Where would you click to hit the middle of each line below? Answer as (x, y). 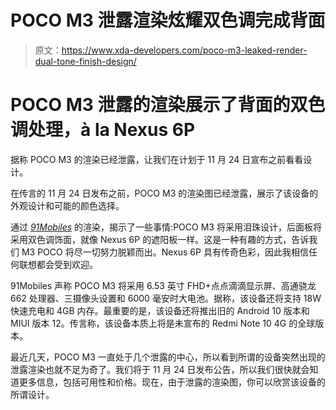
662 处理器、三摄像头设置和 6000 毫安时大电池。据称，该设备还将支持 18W (166, 298)
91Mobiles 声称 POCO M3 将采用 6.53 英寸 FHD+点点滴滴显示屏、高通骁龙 (163, 285)
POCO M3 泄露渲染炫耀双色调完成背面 (168, 20)
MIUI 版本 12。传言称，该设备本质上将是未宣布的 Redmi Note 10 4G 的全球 (163, 323)
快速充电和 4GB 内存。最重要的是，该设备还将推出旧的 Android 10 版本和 (160, 310)
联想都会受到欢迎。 (58, 264)
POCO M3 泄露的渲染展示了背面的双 (159, 105)
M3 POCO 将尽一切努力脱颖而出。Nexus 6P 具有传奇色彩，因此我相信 (165, 252)
